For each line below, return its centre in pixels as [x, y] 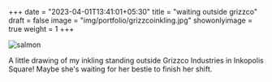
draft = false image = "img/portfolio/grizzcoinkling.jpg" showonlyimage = [131, 20]
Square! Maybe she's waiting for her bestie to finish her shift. [110, 69]
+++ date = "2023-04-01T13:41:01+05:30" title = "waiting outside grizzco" [133, 12]
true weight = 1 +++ [41, 29]
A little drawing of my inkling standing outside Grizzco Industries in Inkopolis [136, 60]
